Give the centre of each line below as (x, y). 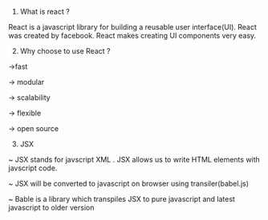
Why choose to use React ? (65, 51)
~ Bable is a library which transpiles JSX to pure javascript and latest (122, 199)
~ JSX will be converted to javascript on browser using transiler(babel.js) (129, 184)
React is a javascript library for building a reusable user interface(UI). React (132, 27)
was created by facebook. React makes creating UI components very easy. (132, 36)
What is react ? (45, 12)
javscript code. (33, 168)
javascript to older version (51, 208)
